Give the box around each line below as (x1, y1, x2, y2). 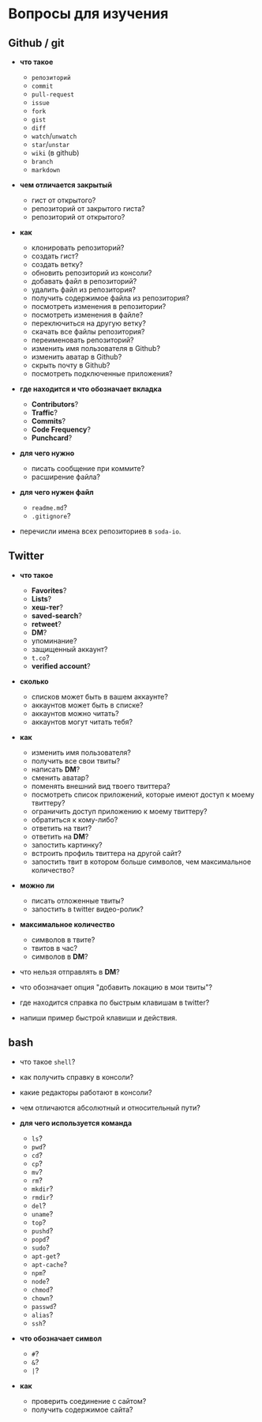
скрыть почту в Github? (31, 360, 110, 370)
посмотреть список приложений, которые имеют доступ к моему (31, 790, 255, 799)
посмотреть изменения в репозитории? (31, 302, 167, 311)
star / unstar (31, 140, 70, 149)
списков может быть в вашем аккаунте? (31, 692, 168, 701)
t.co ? (31, 653, 50, 662)
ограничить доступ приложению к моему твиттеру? (31, 806, 208, 816)
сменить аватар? (31, 772, 89, 783)
